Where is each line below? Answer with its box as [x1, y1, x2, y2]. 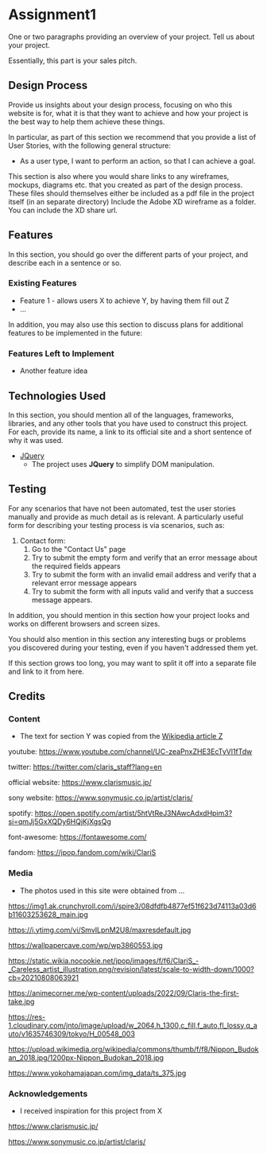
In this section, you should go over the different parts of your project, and [8, 249, 249, 259]
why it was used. [8, 435, 64, 445]
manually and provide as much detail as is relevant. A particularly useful [8, 511, 244, 522]
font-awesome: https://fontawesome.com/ [8, 833, 147, 842]
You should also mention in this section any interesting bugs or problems [8, 634, 246, 643]
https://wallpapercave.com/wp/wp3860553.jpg [8, 940, 163, 950]
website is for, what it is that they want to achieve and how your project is [8, 108, 249, 118]
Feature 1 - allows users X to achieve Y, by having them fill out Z [19, 296, 230, 305]
